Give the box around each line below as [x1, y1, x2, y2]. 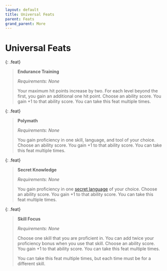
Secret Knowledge [17, 167, 57, 173]
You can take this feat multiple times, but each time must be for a [17, 256, 151, 262]
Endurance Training [17, 69, 59, 75]
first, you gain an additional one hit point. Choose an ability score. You [17, 93, 162, 99]
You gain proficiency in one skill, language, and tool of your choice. [17, 137, 156, 143]
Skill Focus [17, 216, 41, 222]
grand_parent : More [5, 21, 46, 26]
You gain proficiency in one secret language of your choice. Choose [17, 186, 158, 192]
